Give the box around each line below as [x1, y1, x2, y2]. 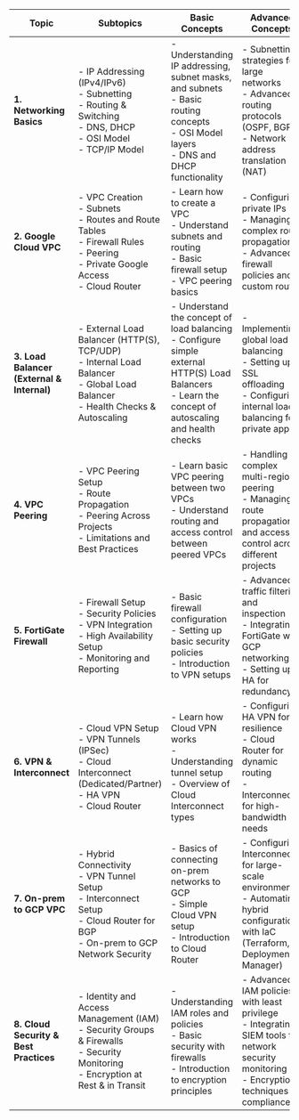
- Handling [241, 449, 288, 460]
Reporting [77, 663, 120, 675]
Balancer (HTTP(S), [77, 334, 160, 345]
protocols [241, 110, 282, 122]
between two [170, 482, 226, 493]
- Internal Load [77, 356, 142, 368]
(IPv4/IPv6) [77, 77, 126, 88]
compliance [241, 1096, 291, 1108]
